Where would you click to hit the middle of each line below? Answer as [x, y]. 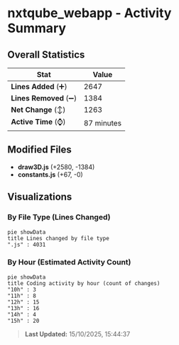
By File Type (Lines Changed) [59, 217]
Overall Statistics [46, 55]
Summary [37, 28]
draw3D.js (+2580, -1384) [56, 167]
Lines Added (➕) [39, 87]
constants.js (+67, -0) [50, 174]
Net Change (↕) [38, 110]
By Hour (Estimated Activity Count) [69, 262]
